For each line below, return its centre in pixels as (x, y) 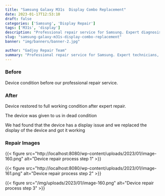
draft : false (18, 19)
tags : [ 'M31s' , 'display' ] (33, 28)
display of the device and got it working (45, 130)
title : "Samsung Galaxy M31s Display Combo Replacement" (66, 10)
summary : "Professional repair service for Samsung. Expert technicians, (82, 55)
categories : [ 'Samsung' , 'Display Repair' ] (50, 23)
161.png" (14, 173)
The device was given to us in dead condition (51, 116)
